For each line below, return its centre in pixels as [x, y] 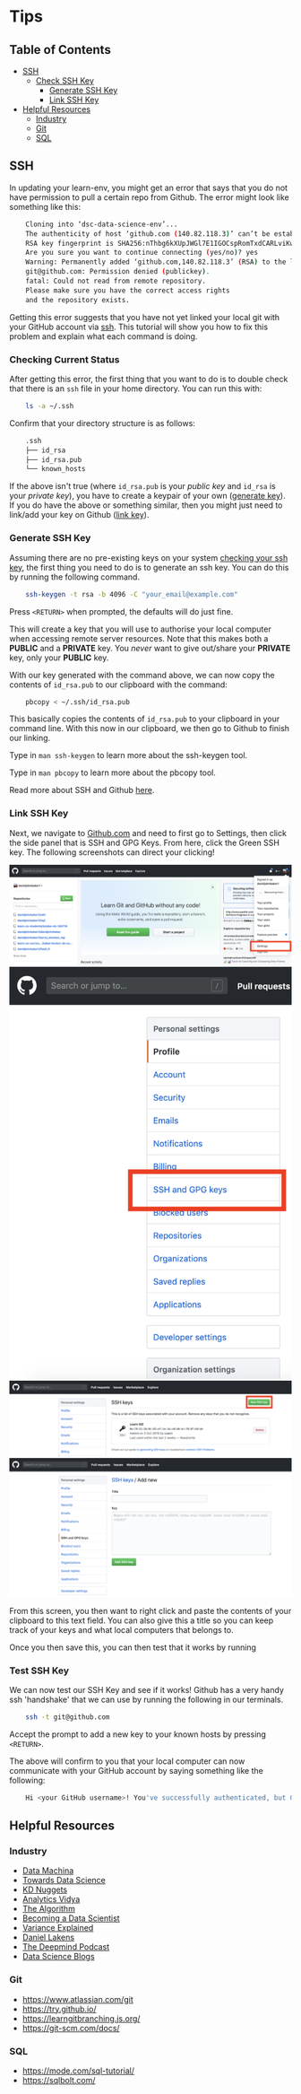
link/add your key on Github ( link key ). [79, 515]
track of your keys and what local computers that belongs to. [122, 1629]
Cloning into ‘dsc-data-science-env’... [102, 224]
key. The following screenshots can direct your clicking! [112, 852]
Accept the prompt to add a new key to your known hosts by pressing [138, 1734]
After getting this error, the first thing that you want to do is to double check [149, 379]
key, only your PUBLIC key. [59, 658]
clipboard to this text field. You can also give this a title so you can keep [142, 1620]
